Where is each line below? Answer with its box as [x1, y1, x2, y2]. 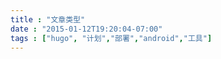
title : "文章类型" [10, 14, 86, 25]
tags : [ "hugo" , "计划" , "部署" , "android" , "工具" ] [10, 33, 213, 43]
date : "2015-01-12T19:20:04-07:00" [10, 24, 163, 34]
